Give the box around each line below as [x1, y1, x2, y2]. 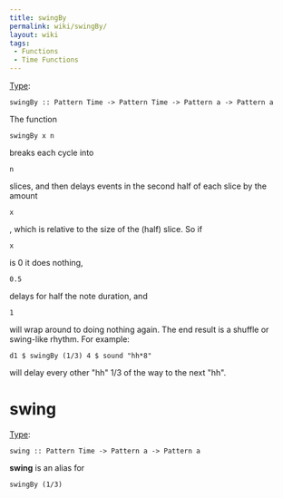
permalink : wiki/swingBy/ [9, 22, 107, 31]
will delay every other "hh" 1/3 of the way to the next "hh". [9, 367, 227, 377]
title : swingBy [9, 13, 67, 23]
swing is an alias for [9, 462, 85, 473]
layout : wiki [9, 30, 59, 39]
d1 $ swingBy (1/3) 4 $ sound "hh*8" [9, 351, 152, 360]
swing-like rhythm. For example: [9, 334, 130, 345]
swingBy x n [9, 132, 54, 141]
